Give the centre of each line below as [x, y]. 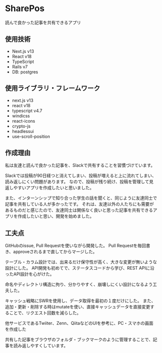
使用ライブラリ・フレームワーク [53, 88]
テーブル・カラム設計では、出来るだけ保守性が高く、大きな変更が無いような [81, 262]
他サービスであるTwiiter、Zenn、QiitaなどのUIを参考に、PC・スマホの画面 [79, 323]
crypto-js [21, 126]
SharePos [25, 8]
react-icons [23, 121]
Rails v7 [20, 66]
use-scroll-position [31, 136]
